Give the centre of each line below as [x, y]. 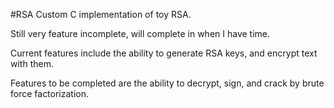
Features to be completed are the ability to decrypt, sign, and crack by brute [167, 83]
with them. [32, 63]
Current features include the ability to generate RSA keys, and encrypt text [164, 53]
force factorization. [50, 93]
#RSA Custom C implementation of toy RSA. [101, 14]
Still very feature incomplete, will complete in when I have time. [140, 33]
